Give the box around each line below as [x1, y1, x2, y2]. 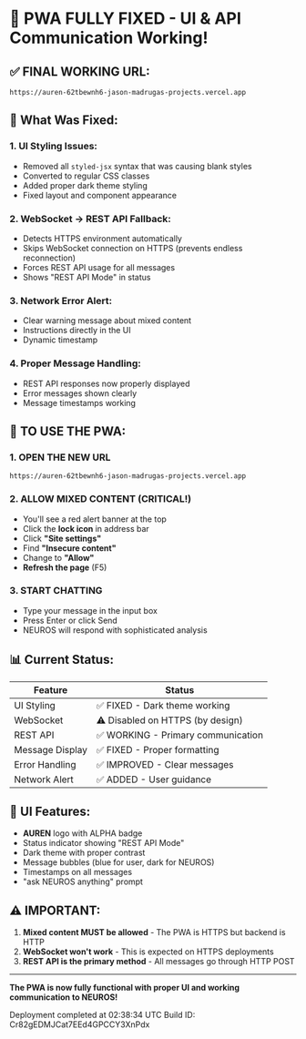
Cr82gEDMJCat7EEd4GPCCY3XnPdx [9, 1019, 150, 1030]
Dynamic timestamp [22, 334, 98, 345]
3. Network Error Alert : [9, 294, 112, 307]
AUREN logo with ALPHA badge [22, 828, 143, 839]
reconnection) [22, 252, 76, 263]
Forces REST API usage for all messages [22, 261, 176, 272]
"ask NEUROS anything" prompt [22, 876, 144, 887]
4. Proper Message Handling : [9, 357, 141, 370]
